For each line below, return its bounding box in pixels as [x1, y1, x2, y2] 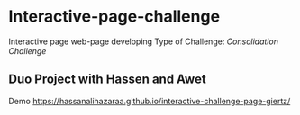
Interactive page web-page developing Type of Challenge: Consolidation [8, 36, 278, 47]
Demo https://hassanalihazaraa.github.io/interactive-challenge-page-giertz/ [8, 95, 291, 106]
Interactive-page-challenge [8, 6, 221, 27]
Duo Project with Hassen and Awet [8, 72, 206, 87]
